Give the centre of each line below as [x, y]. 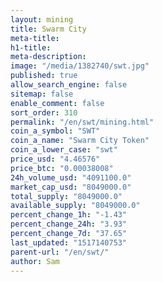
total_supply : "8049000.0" [66, 196]
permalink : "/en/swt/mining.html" [82, 122]
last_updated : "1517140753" [69, 242]
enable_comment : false [57, 103]
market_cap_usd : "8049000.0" [71, 187]
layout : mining [42, 19]
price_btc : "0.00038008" [62, 168]
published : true [44, 76]
